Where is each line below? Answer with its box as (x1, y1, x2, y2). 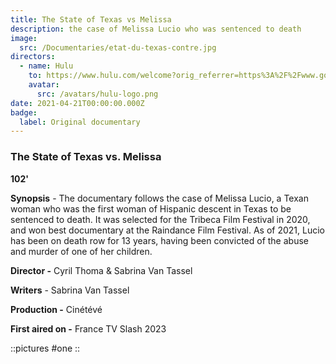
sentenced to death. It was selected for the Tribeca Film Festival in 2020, (10, 213, 311, 225)
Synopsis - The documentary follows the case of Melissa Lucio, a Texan (10, 192, 309, 204)
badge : (10, 107, 38, 118)
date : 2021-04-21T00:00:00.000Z (10, 98, 145, 108)
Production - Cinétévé (10, 303, 103, 315)
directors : (10, 52, 56, 62)
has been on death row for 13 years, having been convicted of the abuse (10, 234, 309, 246)
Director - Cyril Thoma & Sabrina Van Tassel (10, 264, 193, 276)
